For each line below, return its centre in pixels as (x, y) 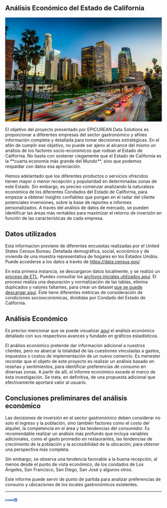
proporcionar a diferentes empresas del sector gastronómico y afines (76, 135)
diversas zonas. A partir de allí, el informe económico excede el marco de (80, 372)
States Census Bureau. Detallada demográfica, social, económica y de (77, 251)
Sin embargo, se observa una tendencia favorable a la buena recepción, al (81, 459)
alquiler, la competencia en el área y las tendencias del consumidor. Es (78, 428)
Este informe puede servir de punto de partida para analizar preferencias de (83, 479)
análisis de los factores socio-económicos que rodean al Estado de (74, 150)
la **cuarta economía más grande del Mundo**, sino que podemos (73, 161)
